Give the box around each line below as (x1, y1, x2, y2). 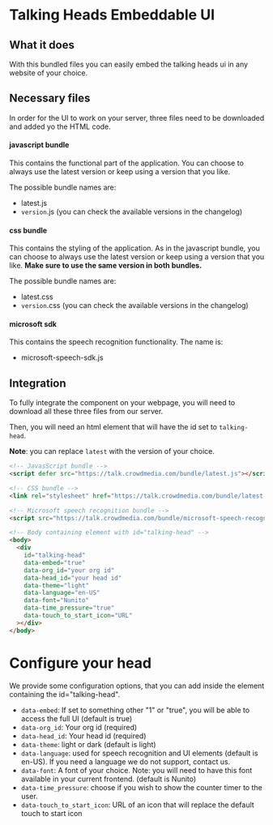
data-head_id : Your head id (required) (20, 731, 147, 741)
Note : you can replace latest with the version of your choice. (9, 447, 215, 456)
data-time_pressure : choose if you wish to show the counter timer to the (20, 782, 262, 792)
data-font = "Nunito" (23, 596, 90, 605)
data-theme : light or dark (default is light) (20, 739, 156, 749)
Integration (9, 376, 67, 390)
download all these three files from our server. (9, 407, 164, 417)
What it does (9, 38, 75, 52)
